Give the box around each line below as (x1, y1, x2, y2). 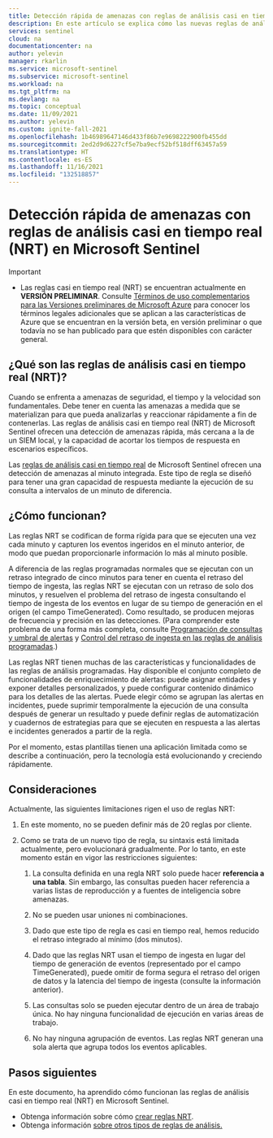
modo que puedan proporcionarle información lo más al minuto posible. (8, 547, 248, 557)
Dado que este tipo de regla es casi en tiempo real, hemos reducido (32, 926, 260, 936)
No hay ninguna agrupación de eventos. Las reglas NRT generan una (32, 1033, 264, 1044)
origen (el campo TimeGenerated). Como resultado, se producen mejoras (8, 607, 254, 617)
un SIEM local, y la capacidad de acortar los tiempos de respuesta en (8, 435, 240, 445)
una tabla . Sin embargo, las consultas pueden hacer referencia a (32, 877, 250, 887)
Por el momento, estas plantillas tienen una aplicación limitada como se (8, 742, 248, 751)
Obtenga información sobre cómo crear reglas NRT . (19, 1112, 194, 1122)
